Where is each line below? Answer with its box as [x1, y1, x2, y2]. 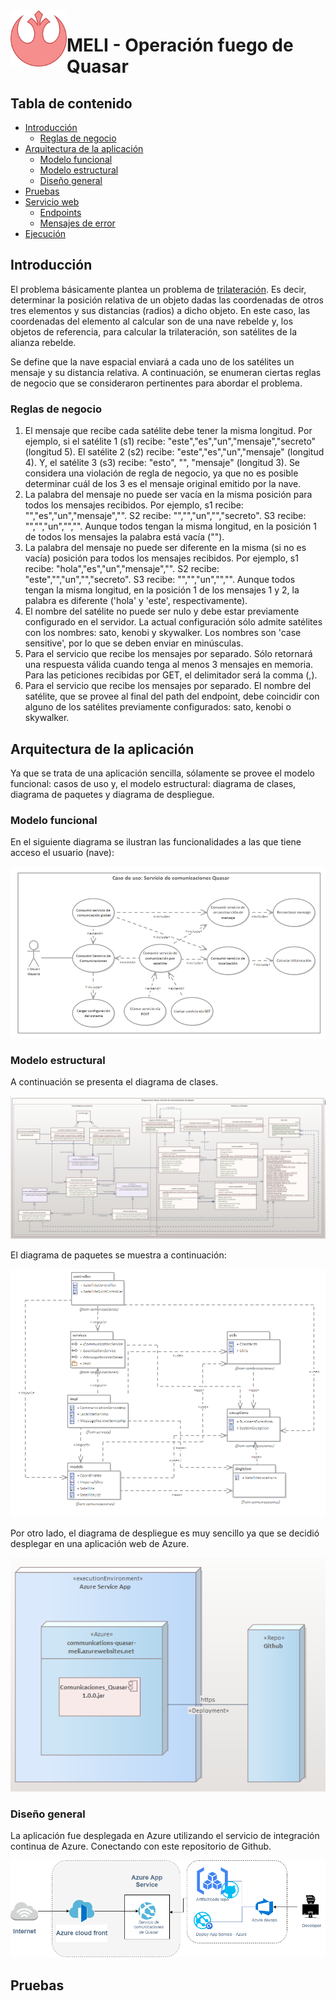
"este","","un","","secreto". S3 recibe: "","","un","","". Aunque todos [24, 574, 296, 586]
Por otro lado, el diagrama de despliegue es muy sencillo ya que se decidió [10, 1527, 320, 1539]
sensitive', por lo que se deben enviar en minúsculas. [24, 637, 244, 649]
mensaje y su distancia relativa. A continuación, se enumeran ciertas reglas [10, 366, 322, 378]
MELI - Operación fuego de [66, 34, 294, 57]
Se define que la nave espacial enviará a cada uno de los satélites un [10, 355, 295, 368]
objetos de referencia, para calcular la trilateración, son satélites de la [10, 325, 298, 338]
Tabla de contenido [10, 95, 133, 112]
